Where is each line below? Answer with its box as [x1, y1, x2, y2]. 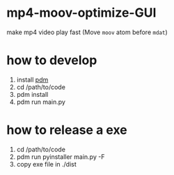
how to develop [6, 52, 97, 68]
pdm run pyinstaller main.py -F [16, 152, 105, 161]
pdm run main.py [16, 98, 65, 106]
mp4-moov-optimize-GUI [6, 5, 157, 21]
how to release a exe [6, 122, 127, 138]
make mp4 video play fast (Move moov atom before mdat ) [6, 28, 168, 36]
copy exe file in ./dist [16, 160, 77, 168]
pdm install [16, 90, 49, 98]
